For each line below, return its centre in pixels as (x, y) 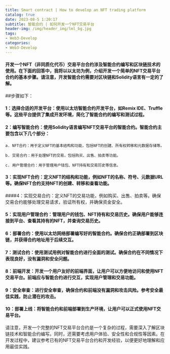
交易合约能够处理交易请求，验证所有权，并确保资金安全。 (65, 202)
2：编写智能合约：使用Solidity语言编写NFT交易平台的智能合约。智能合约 (81, 127)
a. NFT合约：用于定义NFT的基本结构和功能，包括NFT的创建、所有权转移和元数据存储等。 (85, 146)
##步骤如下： (19, 96)
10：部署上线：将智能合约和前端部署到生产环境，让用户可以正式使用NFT (81, 309)
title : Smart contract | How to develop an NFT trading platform (75, 10)
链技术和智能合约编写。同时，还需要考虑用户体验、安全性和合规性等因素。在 (85, 334)
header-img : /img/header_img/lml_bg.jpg (49, 29)
